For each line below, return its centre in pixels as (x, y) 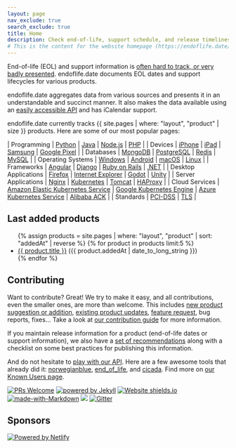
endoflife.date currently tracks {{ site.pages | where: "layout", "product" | (113, 123)
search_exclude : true (39, 27)
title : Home (25, 33)
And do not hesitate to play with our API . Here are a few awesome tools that (117, 362)
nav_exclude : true (34, 20)
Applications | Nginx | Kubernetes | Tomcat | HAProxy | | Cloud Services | (113, 182)
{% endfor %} (38, 258)
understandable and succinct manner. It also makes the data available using (117, 102)
